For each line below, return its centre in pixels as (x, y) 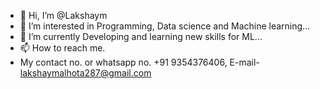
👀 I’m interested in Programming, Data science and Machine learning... (165, 26)
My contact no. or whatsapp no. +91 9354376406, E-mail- (139, 62)
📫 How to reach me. (62, 48)
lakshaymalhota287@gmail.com (85, 73)
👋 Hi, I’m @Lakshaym (63, 15)
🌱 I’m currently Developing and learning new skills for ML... (141, 36)
